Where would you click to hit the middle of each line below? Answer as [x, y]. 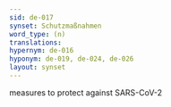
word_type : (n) [38, 34]
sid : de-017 [31, 17]
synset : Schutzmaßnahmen [56, 26]
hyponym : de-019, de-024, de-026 [72, 59]
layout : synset [38, 68]
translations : [36, 42]
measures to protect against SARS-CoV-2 [86, 92]
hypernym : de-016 [42, 51]
